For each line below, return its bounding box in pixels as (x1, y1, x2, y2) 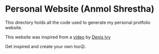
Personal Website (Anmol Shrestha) (5, 3, 155, 15)
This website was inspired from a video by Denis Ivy (5, 34, 111, 40)
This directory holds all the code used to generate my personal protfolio (5, 19, 151, 25)
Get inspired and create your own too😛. (5, 43, 87, 49)
